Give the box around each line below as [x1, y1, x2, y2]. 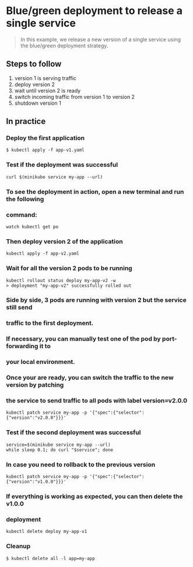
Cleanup [6, 542, 31, 551]
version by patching [6, 381, 64, 389]
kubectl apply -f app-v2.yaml [6, 250, 80, 257]
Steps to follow [6, 59, 62, 69]
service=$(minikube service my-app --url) [6, 442, 111, 448]
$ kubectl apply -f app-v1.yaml [6, 147, 85, 153]
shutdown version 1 [14, 99, 61, 106]
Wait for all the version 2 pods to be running [6, 264, 132, 273]
